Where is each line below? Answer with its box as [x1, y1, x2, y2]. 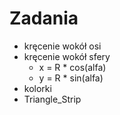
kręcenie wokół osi [23, 40, 102, 52]
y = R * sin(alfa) [38, 72, 104, 84]
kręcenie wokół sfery [23, 50, 111, 62]
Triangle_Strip [23, 93, 82, 105]
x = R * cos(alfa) [38, 61, 107, 73]
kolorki [23, 82, 52, 94]
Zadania [9, 7, 79, 30]
